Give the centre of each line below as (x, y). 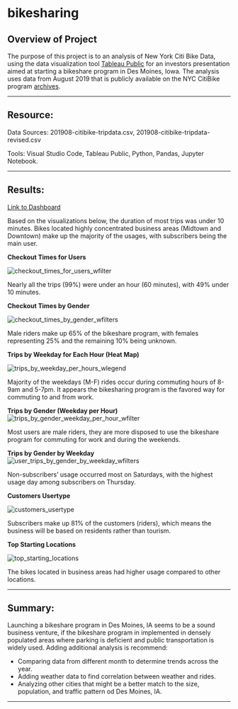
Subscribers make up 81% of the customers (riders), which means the (109, 523)
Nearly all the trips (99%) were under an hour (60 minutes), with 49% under (118, 284)
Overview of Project (52, 39)
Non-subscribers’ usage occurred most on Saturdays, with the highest (110, 474)
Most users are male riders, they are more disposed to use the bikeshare (113, 432)
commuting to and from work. (51, 397)
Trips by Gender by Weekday (51, 453)
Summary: (31, 608)
